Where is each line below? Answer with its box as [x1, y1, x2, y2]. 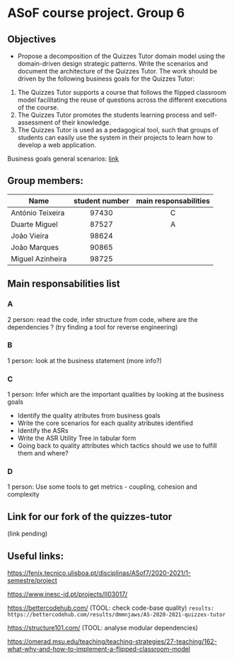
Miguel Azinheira [11, 253, 67, 263]
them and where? [17, 449, 69, 458]
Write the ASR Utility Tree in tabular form [17, 434, 136, 443]
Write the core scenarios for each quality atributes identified [17, 419, 193, 427]
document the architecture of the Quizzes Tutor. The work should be [17, 67, 218, 75]
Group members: [7, 175, 83, 187]
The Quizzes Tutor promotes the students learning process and [17, 111, 203, 119]
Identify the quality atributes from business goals [17, 412, 161, 420]
